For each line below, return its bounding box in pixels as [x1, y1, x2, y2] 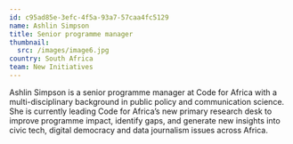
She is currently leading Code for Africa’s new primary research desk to [9, 106, 273, 116]
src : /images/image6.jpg [17, 46, 110, 55]
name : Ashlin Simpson [9, 21, 90, 30]
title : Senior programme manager [9, 29, 134, 38]
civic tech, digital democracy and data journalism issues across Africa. [9, 124, 269, 135]
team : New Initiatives [9, 63, 94, 72]
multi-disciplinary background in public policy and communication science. [9, 96, 285, 107]
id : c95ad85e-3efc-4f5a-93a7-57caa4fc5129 [9, 12, 169, 22]
